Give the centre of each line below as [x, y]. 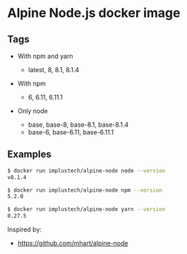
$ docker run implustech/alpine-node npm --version [85, 190]
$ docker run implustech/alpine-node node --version [86, 171]
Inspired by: [25, 230]
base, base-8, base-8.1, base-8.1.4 [78, 125]
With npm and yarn [45, 56]
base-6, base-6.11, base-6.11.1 [71, 132]
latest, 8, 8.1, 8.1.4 [54, 70]
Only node [32, 111]
